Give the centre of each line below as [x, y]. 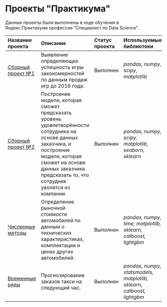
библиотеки [138, 46]
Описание [53, 43]
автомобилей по [61, 220]
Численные [22, 226]
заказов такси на [61, 281]
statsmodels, [139, 272]
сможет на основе [63, 162]
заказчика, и [56, 144]
